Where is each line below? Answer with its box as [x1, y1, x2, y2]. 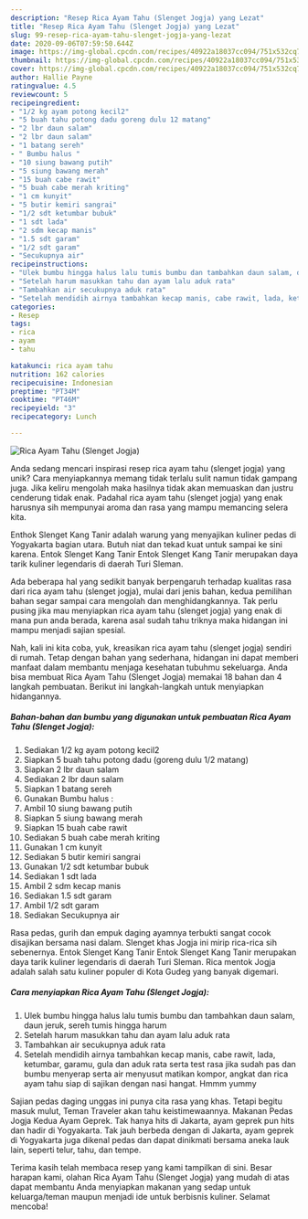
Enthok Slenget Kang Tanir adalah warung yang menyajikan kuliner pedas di [10, 529, 296, 540]
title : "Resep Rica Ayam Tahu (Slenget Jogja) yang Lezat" [10, 22, 240, 31]
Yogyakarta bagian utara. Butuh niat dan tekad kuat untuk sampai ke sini [10, 538, 282, 549]
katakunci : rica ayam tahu [10, 361, 113, 370]
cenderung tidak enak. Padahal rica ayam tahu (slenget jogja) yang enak [10, 492, 283, 503]
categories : [10, 302, 56, 312]
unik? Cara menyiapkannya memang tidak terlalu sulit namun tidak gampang [10, 472, 298, 483]
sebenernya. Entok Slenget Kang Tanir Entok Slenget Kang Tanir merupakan [10, 947, 297, 958]
